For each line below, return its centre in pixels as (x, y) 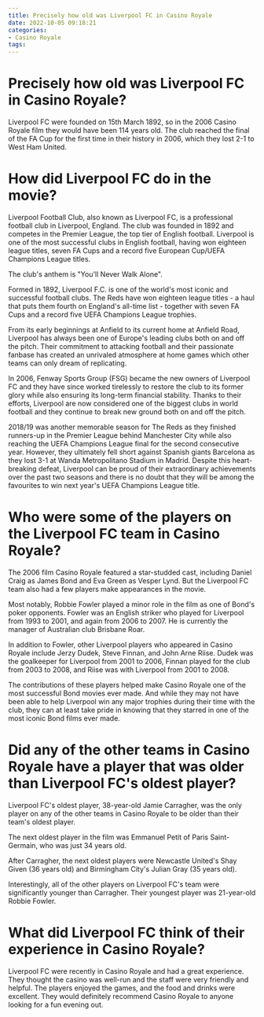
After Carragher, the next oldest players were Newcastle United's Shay (123, 861)
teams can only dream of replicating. (68, 363)
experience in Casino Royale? (107, 950)
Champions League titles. (49, 259)
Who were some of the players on (120, 518)
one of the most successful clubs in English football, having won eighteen (127, 242)
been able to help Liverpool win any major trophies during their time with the (132, 701)
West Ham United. (37, 147)
